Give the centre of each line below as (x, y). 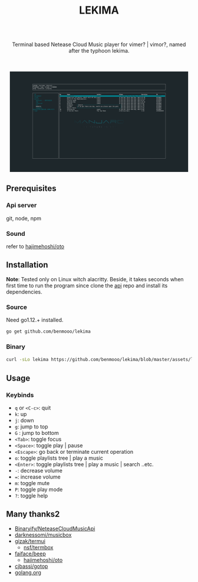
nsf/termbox (38, 547)
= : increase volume (37, 477)
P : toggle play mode (39, 489)
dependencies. (24, 292)
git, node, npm (24, 218)
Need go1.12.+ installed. (35, 320)
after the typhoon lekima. (99, 50)
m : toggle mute (32, 483)
